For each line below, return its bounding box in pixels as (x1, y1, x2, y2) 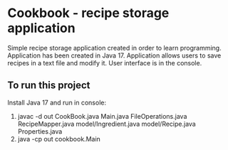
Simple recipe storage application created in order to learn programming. (7, 43, 222, 52)
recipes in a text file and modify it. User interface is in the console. (7, 58, 202, 67)
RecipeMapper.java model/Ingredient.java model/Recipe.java (17, 119, 196, 128)
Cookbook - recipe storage (7, 5, 170, 21)
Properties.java (17, 127, 63, 136)
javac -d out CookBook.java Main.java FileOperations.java (17, 112, 187, 120)
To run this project (7, 80, 90, 92)
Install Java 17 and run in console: (7, 98, 107, 107)
